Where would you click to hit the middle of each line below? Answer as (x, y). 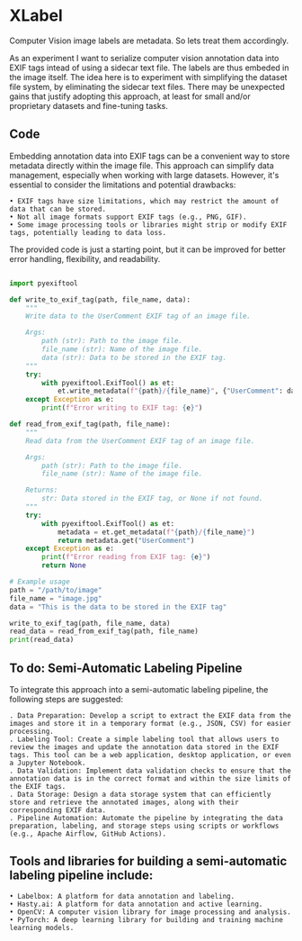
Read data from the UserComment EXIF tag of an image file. (140, 441)
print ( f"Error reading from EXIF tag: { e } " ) (126, 557)
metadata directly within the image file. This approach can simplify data (142, 165)
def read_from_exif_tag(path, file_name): (90, 424)
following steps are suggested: (67, 699)
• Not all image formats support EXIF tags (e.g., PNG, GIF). (128, 217)
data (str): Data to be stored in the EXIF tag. (134, 357)
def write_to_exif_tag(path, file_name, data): (100, 299)
